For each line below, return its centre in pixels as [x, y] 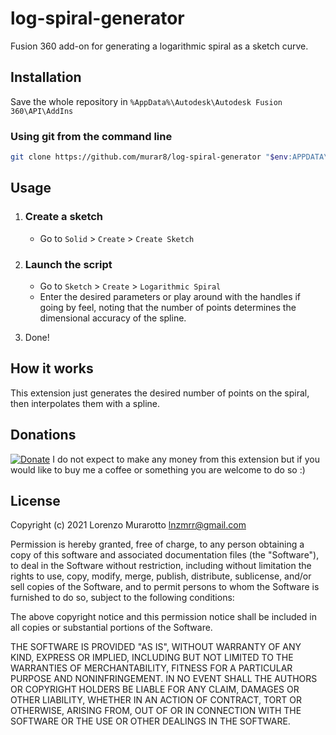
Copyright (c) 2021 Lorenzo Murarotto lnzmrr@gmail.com [128, 525]
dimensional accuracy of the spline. [113, 318]
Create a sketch [64, 217]
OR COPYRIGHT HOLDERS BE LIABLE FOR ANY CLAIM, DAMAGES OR [155, 689]
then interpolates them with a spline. [85, 403]
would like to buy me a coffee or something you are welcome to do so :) [158, 469]
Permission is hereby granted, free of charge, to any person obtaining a [157, 544]
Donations [43, 435]
